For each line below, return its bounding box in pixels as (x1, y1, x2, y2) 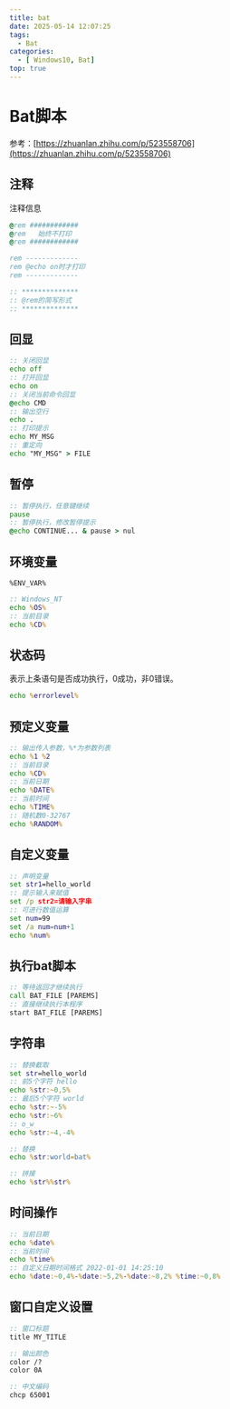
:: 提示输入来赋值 (9, 888, 70, 898)
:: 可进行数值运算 (9, 905, 70, 914)
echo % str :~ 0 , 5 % (9, 1085, 71, 1095)
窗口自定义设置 (9, 1299, 93, 1314)
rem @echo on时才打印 (9, 263, 86, 272)
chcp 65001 (9, 1391, 51, 1400)
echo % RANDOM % (9, 819, 63, 828)
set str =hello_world (9, 1069, 88, 1078)
